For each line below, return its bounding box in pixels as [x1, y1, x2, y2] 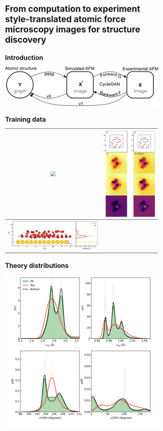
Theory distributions [5, 262, 69, 270]
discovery [5, 34, 47, 46]
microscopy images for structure [5, 24, 141, 35]
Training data [5, 115, 46, 123]
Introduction [5, 53, 44, 62]
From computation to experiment [5, 3, 141, 15]
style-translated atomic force [5, 14, 126, 25]
